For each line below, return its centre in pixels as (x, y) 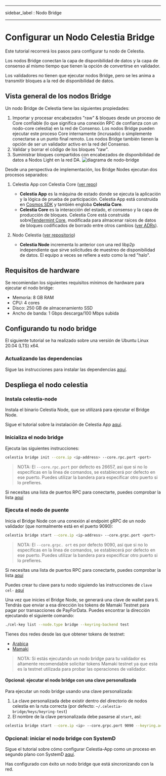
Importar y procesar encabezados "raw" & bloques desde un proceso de (86, 118)
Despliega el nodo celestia (46, 385)
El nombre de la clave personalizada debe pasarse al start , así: (77, 716)
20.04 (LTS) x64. (22, 346)
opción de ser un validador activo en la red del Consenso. (71, 144)
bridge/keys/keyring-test (39, 712)
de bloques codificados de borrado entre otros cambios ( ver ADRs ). (89, 225)
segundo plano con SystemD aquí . (40, 754)
